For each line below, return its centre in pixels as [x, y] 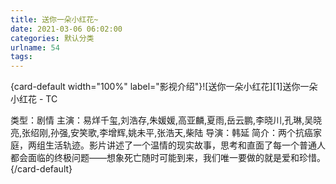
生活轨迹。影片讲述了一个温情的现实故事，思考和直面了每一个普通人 [185, 145]
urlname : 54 [35, 47]
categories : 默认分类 [52, 38]
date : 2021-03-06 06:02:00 [66, 29]
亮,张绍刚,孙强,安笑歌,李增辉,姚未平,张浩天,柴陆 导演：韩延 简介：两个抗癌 [162, 133]
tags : [21, 57]
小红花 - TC [34, 99]
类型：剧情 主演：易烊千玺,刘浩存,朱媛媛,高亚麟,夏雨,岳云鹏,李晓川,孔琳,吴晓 [166, 120]
